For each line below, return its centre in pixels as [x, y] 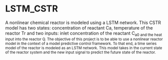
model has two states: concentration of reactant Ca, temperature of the [79, 27]
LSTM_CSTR [32, 9]
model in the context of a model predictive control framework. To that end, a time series [81, 43]
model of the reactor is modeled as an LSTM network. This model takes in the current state [84, 48]
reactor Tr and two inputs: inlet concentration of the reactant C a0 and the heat [84, 34]
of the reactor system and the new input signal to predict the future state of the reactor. [80, 52]
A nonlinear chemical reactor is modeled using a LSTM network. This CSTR [83, 22]
